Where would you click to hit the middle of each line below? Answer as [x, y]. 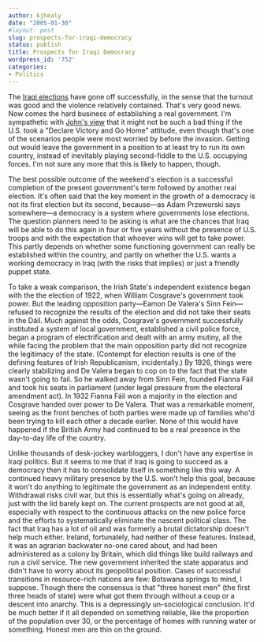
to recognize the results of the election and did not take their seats [143, 312]
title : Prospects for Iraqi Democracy [72, 52]
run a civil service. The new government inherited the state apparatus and [128, 562]
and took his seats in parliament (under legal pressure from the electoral [125, 387]
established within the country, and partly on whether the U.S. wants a [122, 254]
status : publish [35, 45]
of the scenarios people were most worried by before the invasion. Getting [129, 138]
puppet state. [30, 271]
